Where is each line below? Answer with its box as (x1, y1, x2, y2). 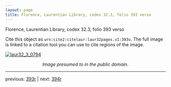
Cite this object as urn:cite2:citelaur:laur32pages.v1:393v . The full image (5, 36, 163, 42)
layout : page (5, 7, 33, 13)
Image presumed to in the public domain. (42, 61, 129, 67)
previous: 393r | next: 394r (5, 76, 62, 82)
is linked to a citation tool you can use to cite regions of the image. (5, 41, 145, 47)
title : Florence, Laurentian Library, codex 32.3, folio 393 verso (5, 12, 152, 17)
